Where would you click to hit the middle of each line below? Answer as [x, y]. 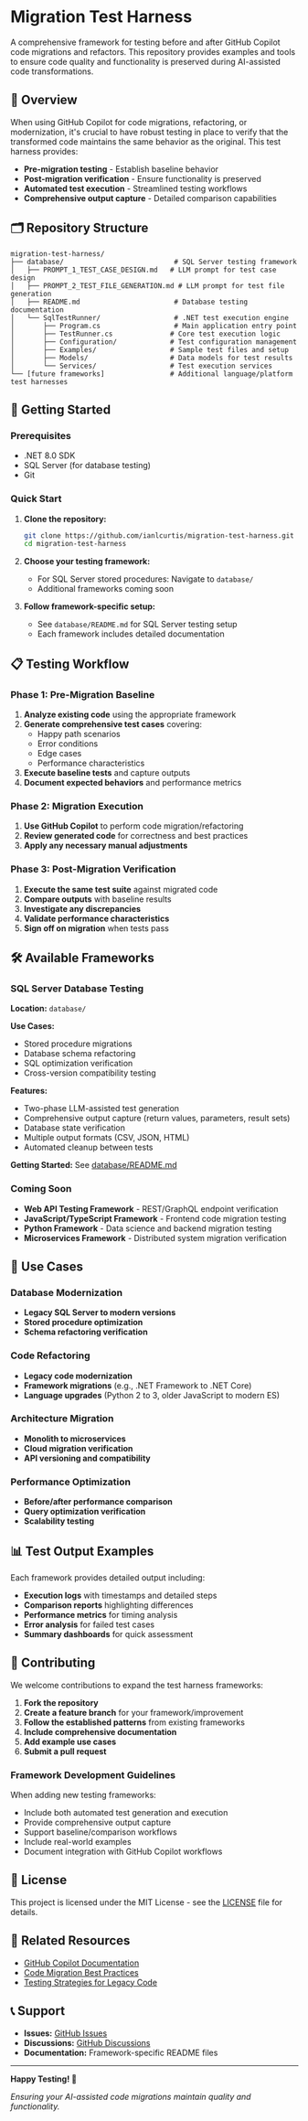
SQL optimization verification [78, 1064]
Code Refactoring [50, 1355]
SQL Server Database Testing [77, 988]
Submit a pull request [65, 1751]
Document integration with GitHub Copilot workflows [123, 1852]
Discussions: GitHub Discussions [87, 2042]
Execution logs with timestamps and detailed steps [120, 1595]
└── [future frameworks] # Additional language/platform [152, 374]
